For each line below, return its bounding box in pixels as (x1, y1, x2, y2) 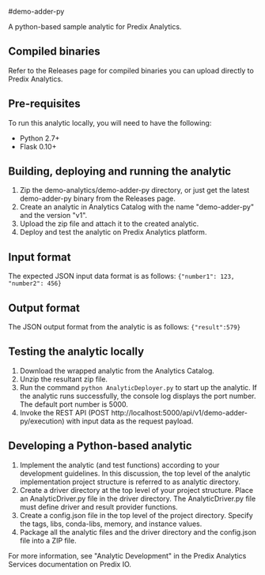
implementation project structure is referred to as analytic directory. (19, 477, 241, 487)
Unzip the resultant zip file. (19, 374, 108, 384)
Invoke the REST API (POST (19, 408, 110, 417)
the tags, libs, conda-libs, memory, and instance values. (19, 519, 203, 528)
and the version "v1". (19, 211, 88, 220)
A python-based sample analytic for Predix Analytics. (8, 22, 182, 31)
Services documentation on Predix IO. (8, 559, 132, 569)
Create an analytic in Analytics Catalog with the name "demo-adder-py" (19, 202, 255, 212)
